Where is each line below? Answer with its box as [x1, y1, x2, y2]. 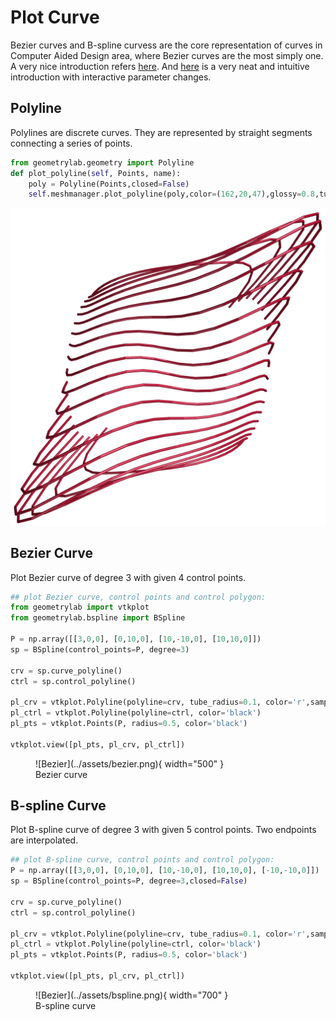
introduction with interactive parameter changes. [10, 71, 212, 83]
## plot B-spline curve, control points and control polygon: [10, 855, 275, 865]
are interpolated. [10, 834, 79, 846]
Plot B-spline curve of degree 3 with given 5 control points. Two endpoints [10, 824, 317, 836]
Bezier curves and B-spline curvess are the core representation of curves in [10, 39, 323, 51]
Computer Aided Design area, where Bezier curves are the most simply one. [10, 49, 324, 61]
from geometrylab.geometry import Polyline [10, 157, 195, 168]
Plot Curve [10, 6, 100, 29]
